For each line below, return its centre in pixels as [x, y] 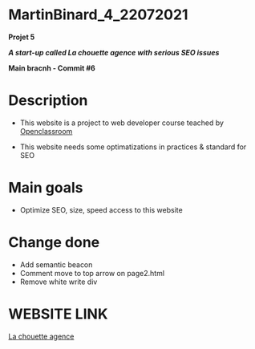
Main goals [46, 188]
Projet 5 [22, 37]
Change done [54, 242]
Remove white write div [59, 282]
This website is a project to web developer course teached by [122, 123]
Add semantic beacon [56, 264]
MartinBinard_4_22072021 [98, 15]
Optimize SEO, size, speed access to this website [101, 209]
